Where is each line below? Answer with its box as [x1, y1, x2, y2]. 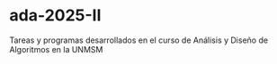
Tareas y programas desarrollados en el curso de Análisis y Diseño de [9, 35, 268, 45]
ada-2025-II [9, 5, 102, 26]
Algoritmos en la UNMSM [9, 44, 103, 54]
